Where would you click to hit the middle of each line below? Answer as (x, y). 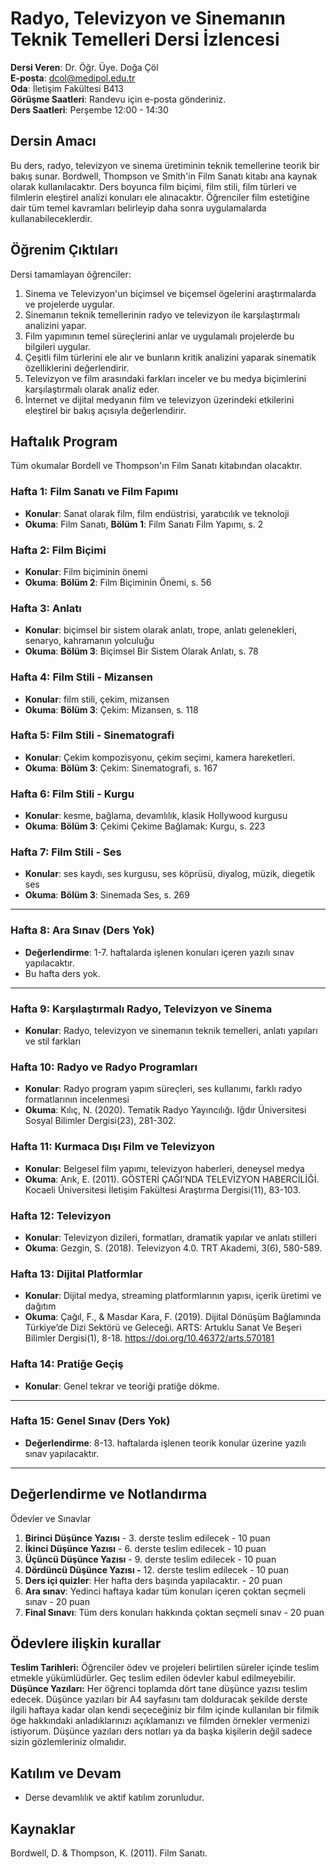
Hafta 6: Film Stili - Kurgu (72, 794)
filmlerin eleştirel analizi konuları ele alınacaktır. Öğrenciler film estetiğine (160, 197)
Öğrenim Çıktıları (64, 250)
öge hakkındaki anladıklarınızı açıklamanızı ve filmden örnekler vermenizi (160, 1721)
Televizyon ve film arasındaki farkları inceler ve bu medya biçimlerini (165, 378)
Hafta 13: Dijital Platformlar (76, 1274)
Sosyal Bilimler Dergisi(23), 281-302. (100, 1121)
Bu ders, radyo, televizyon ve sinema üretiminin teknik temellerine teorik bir (165, 165)
